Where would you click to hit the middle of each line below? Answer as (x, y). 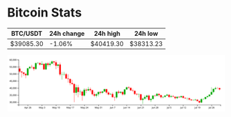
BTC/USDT (27, 34)
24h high (107, 34)
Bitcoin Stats (45, 13)
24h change (67, 34)
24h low (146, 34)
